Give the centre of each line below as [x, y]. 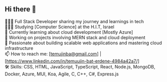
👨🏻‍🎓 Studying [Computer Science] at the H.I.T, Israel [60, 27]
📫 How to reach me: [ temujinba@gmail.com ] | [53, 54]
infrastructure [19, 48]
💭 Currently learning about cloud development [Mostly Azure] [69, 32]
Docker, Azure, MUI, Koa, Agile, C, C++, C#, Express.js [62, 74]
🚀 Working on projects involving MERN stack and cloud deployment [75, 37]
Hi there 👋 [20, 9]
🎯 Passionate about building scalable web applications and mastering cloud [83, 43]
